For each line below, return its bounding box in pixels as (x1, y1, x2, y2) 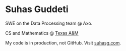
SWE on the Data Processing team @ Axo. (5, 20, 93, 26)
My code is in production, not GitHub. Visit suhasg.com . (5, 39, 121, 46)
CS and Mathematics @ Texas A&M (5, 30, 79, 36)
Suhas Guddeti (5, 4, 69, 15)
